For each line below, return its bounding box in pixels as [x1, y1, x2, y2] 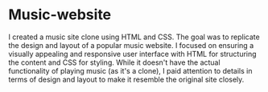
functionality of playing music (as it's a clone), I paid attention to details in [8, 66, 253, 75]
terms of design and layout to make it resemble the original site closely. [8, 74, 245, 84]
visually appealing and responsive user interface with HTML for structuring [8, 49, 257, 58]
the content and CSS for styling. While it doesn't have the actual [8, 58, 221, 67]
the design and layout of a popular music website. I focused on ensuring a [8, 40, 254, 50]
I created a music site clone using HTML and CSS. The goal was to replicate [8, 32, 260, 42]
